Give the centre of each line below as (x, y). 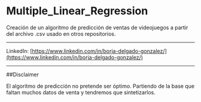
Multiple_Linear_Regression (77, 11)
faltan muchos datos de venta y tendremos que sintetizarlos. (81, 92)
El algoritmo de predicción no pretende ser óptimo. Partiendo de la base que (100, 86)
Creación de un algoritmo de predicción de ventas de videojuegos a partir (97, 27)
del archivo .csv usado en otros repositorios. (61, 33)
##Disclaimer (22, 74)
